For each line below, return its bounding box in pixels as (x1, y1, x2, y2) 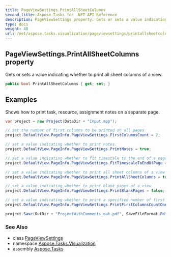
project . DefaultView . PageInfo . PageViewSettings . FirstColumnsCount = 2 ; (5, 133, 160, 138)
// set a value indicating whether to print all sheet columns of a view (5, 169, 165, 175)
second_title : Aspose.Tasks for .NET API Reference (5, 12, 117, 17)
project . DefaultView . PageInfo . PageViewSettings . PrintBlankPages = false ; (5, 188, 165, 193)
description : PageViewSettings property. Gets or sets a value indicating (5, 17, 167, 22)
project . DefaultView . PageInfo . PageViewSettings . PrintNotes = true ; (5, 147, 152, 152)
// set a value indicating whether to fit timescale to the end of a (5, 156, 156, 161)
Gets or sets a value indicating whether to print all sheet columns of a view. (5, 71, 163, 77)
